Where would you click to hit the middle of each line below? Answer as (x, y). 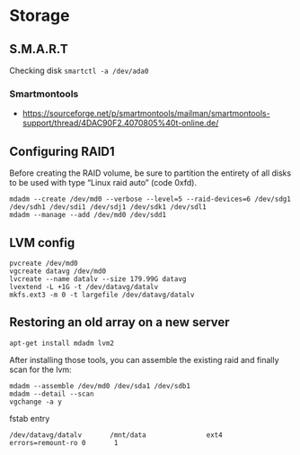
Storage (40, 16)
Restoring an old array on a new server (120, 322)
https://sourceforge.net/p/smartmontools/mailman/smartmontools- (146, 114)
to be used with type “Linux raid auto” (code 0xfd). (103, 183)
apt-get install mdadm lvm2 (62, 343)
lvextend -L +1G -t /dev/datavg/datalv (84, 287)
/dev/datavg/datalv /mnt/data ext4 (116, 435)
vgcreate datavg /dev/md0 (57, 271)
